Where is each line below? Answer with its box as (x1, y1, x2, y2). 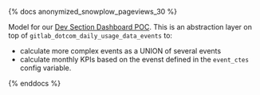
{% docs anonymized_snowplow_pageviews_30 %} (8, 7, 178, 16)
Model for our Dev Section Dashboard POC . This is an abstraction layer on (8, 22, 253, 31)
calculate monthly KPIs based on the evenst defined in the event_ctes (19, 55, 250, 64)
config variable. (19, 63, 72, 73)
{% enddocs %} (8, 79, 61, 88)
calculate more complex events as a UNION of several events (19, 46, 222, 55)
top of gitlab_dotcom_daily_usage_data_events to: (8, 31, 173, 40)
